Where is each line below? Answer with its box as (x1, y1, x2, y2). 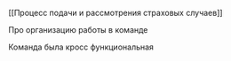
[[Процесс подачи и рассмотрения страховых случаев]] (8, 8, 223, 18)
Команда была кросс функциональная (8, 42, 155, 52)
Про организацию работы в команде (8, 25, 148, 34)
